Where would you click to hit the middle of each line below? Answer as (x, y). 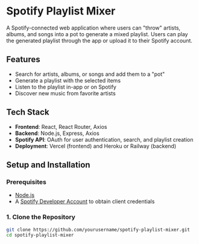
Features (23, 59)
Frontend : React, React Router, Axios (61, 127)
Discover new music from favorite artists (65, 93)
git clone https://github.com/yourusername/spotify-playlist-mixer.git (98, 230)
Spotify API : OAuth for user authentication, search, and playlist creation (104, 139)
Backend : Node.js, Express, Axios (57, 133)
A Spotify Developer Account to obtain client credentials (85, 202)
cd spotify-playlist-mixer (40, 235)
